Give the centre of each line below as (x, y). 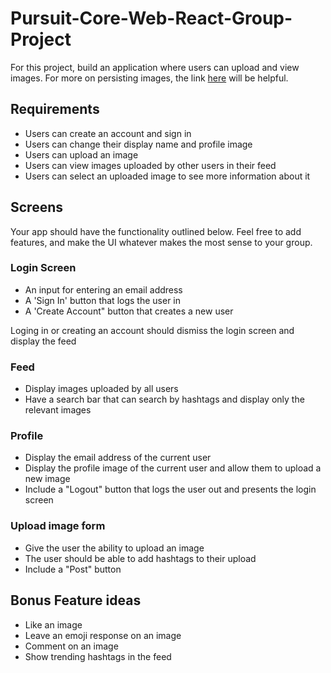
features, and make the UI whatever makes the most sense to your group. (161, 242)
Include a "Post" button (73, 569)
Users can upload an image (81, 154)
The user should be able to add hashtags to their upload (140, 558)
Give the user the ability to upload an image (114, 548)
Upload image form (58, 526)
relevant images (58, 410)
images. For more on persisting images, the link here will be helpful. (149, 78)
